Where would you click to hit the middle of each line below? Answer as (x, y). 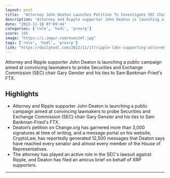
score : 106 (17, 33)
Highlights (22, 94)
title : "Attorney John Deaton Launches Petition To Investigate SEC (80, 15)
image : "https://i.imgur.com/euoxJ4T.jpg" (51, 38)
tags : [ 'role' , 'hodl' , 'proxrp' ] (42, 43)
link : (11, 48)
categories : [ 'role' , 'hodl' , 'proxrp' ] (49, 29)
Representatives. (30, 149)
